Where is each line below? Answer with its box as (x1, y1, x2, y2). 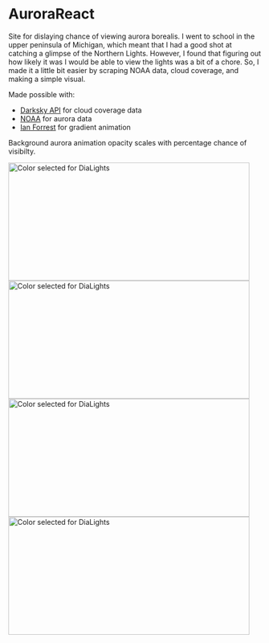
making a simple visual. (8, 74, 86, 84)
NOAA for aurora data (19, 113, 92, 123)
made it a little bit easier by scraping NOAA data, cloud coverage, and (8, 65, 239, 75)
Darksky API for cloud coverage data (19, 105, 142, 115)
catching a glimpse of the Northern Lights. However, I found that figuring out (8, 48, 262, 58)
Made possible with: (8, 89, 75, 99)
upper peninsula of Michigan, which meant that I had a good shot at (8, 39, 233, 49)
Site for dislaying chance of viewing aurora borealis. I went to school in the (8, 31, 255, 41)
